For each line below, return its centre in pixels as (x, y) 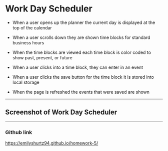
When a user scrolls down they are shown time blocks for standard (81, 37)
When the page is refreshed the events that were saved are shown (81, 92)
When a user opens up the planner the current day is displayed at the (84, 22)
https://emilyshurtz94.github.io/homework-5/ (52, 143)
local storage (26, 82)
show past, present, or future (42, 57)
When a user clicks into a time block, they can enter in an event (78, 67)
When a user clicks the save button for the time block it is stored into (83, 77)
